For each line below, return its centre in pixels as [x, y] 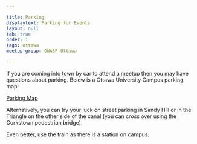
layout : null [23, 28]
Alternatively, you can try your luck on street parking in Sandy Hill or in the [99, 110]
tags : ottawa [23, 45]
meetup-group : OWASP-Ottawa [42, 51]
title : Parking [25, 17]
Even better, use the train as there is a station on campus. [78, 134]
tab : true [19, 34]
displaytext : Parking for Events [48, 23]
